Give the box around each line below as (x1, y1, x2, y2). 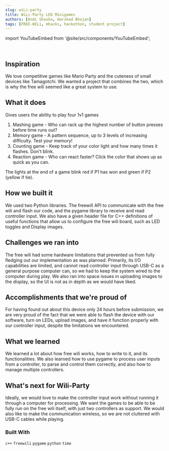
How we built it (5, 189, 53, 197)
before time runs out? (12, 127, 58, 133)
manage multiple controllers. (5, 367, 65, 373)
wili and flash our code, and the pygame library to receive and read (5, 207, 145, 213)
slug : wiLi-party (5, 7, 42, 13)
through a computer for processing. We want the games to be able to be (5, 400, 155, 406)
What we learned (5, 337, 60, 346)
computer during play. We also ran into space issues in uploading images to (5, 273, 162, 279)
